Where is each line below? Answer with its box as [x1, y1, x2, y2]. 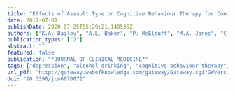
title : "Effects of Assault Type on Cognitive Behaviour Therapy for [7, 10, 215, 17]
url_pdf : [7, 69, 33, 76]
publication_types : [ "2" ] [7, 36, 83, 43]
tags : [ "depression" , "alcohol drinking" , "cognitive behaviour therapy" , [7, 62, 230, 69]
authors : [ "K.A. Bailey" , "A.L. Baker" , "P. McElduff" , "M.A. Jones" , [7, 29, 218, 37]
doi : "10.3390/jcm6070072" [7, 75, 86, 83]
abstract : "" [7, 43, 45, 50]
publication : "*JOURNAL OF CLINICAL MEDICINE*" [7, 56, 149, 63]
